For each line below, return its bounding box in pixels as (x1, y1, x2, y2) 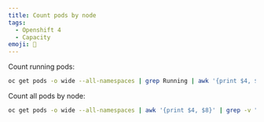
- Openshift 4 (15, 26, 61, 34)
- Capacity (15, 33, 51, 41)
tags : (8, 19, 26, 27)
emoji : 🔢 (8, 41, 37, 48)
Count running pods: (8, 62, 75, 71)
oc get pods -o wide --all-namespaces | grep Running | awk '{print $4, (8, 77, 251, 85)
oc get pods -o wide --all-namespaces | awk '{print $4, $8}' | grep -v (8, 106, 251, 114)
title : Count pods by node (8, 11, 97, 20)
